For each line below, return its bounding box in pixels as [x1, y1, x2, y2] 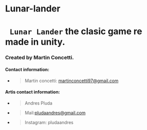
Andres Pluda [24, 100, 53, 106]
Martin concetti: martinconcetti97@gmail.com [24, 78, 119, 84]
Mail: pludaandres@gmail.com [24, 110, 86, 116]
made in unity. [5, 36, 66, 48]
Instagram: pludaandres [24, 119, 73, 125]
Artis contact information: [5, 89, 61, 95]
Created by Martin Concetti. [5, 54, 74, 61]
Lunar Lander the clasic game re [9, 26, 143, 37]
